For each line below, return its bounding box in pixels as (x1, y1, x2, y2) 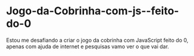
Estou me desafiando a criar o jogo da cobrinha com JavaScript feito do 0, (6, 36, 189, 43)
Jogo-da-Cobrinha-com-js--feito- (6, 4, 180, 18)
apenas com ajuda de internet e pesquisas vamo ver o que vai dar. (6, 43, 170, 50)
